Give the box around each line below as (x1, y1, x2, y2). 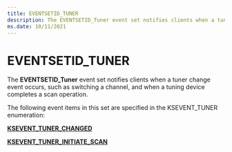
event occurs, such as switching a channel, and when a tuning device (7, 83, 205, 91)
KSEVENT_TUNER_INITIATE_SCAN (7, 137, 108, 146)
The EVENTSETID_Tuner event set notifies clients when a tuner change (7, 75, 211, 84)
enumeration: (7, 111, 45, 120)
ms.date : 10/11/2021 (7, 23, 67, 30)
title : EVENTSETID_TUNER (7, 10, 79, 17)
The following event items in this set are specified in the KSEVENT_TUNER (7, 104, 218, 112)
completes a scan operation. (7, 91, 88, 99)
